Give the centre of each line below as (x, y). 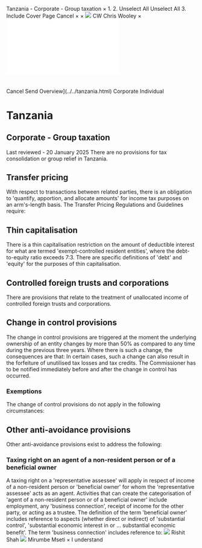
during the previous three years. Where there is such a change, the (90, 350)
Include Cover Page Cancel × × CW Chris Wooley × (74, 16)
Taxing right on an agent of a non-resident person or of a (91, 459)
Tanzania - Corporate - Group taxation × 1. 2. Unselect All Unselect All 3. (96, 9)
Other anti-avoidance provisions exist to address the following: (84, 444)
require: (16, 211)
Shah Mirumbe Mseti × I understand (55, 540)
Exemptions (24, 391)
